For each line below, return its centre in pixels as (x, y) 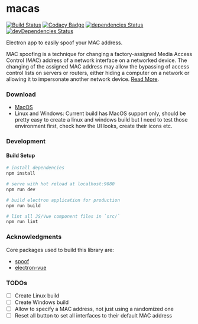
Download (21, 94)
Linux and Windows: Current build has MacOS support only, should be (100, 113)
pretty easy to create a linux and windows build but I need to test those (101, 120)
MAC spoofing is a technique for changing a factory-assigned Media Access (99, 54)
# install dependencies (35, 168)
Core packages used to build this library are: (60, 250)
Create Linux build (37, 295)
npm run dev (21, 189)
